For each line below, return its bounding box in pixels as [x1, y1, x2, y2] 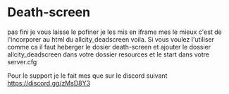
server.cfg [7, 57, 37, 66]
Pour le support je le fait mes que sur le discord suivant [7, 71, 168, 80]
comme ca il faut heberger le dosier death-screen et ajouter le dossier [7, 42, 211, 51]
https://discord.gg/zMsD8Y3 [7, 78, 90, 87]
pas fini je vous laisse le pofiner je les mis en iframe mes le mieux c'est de [7, 28, 222, 36]
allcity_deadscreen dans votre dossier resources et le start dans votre [7, 50, 210, 59]
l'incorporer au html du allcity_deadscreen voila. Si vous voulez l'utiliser [7, 35, 215, 43]
